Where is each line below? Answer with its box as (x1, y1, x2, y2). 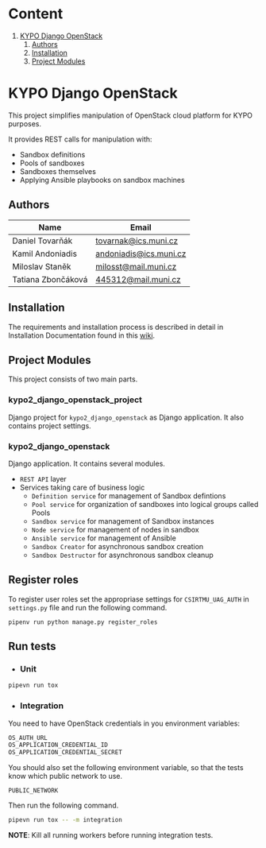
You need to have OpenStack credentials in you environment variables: (8, 718, 241, 728)
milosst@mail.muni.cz (94, 261, 177, 272)
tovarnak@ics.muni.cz (94, 235, 179, 246)
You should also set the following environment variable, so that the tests (8, 763, 244, 772)
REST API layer (19, 474, 67, 483)
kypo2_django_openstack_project (8, 394, 143, 405)
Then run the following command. (8, 800, 119, 811)
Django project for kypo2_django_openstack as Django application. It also (8, 412, 245, 422)
